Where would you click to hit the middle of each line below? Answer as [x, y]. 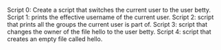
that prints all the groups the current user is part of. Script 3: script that [107, 24]
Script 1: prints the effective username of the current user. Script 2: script [110, 17]
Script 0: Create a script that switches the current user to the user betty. [109, 10]
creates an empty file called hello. [55, 39]
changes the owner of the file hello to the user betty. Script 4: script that [109, 32]
